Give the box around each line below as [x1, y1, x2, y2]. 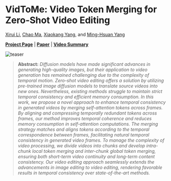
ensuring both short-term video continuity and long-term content [17, 153, 155, 160]
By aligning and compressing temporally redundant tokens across [17, 110, 157, 116]
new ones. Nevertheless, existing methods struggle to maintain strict [17, 88, 162, 94]
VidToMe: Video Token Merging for [5, 4, 157, 15]
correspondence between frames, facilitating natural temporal [17, 131, 150, 138]
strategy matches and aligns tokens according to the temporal [17, 126, 150, 132]
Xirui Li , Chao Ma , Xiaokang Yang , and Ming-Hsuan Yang [5, 31, 125, 37]
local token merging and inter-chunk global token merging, [32, 148, 156, 154]
